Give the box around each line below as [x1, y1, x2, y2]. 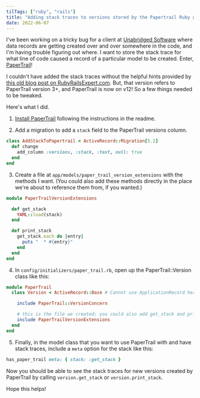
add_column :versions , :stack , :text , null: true [17, 150, 143, 156]
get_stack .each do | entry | [17, 234, 84, 240]
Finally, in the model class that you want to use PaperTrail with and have [14, 338, 192, 346]
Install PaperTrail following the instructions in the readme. [14, 115, 156, 122]
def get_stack [11, 206, 46, 212]
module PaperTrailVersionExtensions [6, 195, 97, 201]
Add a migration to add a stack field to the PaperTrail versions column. [14, 126, 187, 134]
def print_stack [11, 228, 52, 234]
